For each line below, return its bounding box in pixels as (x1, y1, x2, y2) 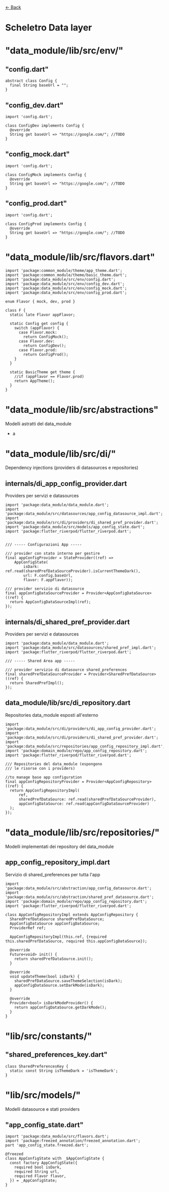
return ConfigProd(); (23, 352, 69, 357)
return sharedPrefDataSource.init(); (14, 956, 94, 961)
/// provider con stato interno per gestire (5, 551, 100, 556)
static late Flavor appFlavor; (10, 312, 75, 317)
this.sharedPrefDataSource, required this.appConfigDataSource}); (5, 938, 147, 944)
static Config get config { (10, 321, 69, 326)
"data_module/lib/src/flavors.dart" (5, 251, 155, 263)
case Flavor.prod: (18, 348, 57, 353)
